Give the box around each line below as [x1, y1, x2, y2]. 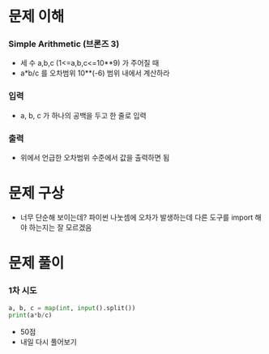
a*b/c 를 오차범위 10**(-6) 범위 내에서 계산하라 [19, 68, 170, 78]
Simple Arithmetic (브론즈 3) [8, 38, 120, 49]
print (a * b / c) [8, 311, 53, 320]
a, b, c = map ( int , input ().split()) [8, 304, 136, 312]
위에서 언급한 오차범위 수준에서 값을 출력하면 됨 [19, 153, 170, 163]
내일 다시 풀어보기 [19, 337, 77, 347]
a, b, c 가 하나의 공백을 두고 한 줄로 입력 [19, 110, 147, 120]
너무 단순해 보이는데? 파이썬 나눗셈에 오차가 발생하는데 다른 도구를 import [19, 212, 254, 223]
